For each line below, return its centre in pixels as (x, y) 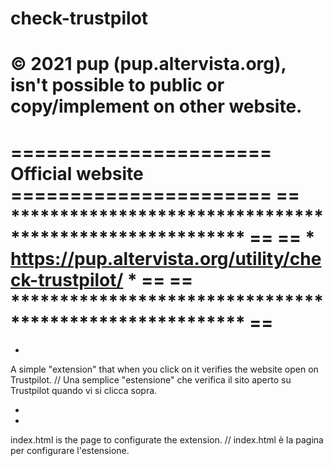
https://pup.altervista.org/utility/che (166, 258)
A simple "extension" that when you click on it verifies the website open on (164, 369)
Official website (77, 173)
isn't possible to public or (117, 85)
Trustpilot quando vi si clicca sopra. (84, 391)
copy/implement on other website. (156, 106)
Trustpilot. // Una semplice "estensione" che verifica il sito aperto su (151, 380)
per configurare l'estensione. (70, 451)
